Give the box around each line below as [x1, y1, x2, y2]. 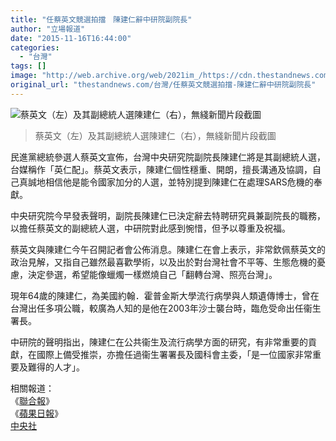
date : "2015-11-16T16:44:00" [10, 33, 132, 43]
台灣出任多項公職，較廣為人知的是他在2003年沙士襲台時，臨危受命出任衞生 [10, 302, 322, 314]
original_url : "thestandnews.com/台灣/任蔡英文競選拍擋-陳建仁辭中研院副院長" [10, 80, 317, 90]
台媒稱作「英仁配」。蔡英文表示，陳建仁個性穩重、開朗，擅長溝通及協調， [10, 163, 313, 175]
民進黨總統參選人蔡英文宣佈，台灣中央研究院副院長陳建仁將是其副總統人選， [10, 151, 326, 163]
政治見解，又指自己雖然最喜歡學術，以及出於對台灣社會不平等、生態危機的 [10, 256, 317, 268]
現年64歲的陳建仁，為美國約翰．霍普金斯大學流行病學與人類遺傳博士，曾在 [10, 289, 320, 301]
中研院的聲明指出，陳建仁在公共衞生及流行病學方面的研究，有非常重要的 [10, 336, 308, 348]
